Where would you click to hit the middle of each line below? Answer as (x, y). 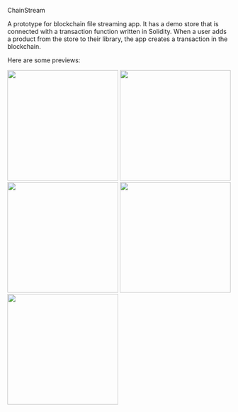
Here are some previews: (44, 60)
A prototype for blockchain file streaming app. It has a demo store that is (113, 24)
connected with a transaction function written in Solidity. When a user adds (117, 32)
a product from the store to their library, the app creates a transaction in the (118, 39)
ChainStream (27, 10)
